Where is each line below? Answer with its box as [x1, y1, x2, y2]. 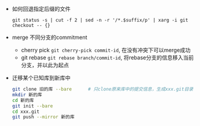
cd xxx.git [11, 109, 40, 115]
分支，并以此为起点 [21, 62, 69, 68]
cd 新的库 [11, 97, 34, 103]
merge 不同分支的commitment [11, 34, 88, 41]
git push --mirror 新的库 [11, 114, 75, 120]
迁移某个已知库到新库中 [11, 74, 71, 81]
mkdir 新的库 [11, 92, 42, 98]
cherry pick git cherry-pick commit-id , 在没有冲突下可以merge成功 [21, 47, 191, 53]
